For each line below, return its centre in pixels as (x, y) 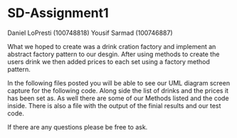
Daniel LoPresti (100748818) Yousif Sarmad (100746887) (90, 33)
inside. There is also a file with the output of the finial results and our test (114, 105)
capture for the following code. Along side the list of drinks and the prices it (118, 90)
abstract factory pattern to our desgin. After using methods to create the (114, 54)
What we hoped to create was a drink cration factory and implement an (112, 46)
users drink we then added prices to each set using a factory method (109, 61)
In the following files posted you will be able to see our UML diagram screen (118, 83)
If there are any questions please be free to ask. (78, 127)
